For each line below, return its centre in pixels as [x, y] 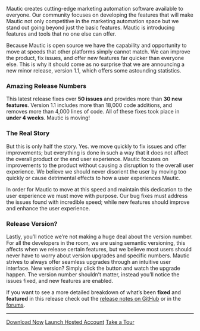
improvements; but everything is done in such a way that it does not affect [97, 152]
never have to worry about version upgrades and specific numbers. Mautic [98, 256]
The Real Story [28, 133]
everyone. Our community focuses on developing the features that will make [100, 15]
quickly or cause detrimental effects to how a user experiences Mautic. [93, 178]
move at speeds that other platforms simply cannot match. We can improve [98, 52]
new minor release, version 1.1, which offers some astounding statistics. [94, 70]
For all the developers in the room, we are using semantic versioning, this [96, 242]
